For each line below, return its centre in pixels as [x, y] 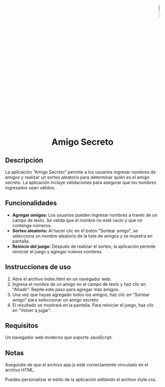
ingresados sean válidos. [30, 188]
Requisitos [22, 326]
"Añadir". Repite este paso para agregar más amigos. [66, 289]
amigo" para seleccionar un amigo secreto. [56, 299]
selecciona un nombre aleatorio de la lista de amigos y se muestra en [82, 236]
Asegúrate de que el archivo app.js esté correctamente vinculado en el [77, 365]
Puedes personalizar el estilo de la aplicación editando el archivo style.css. [81, 380]
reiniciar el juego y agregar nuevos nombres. [57, 251]
